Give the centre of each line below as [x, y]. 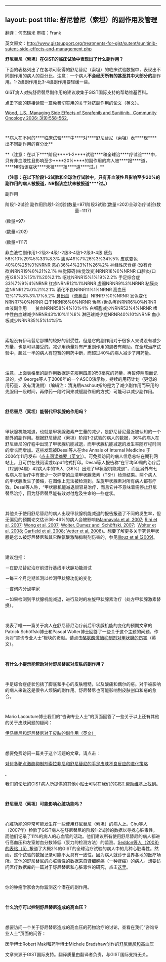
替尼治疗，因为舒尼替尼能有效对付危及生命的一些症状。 [61, 493]
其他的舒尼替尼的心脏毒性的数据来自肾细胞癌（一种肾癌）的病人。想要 [85, 861]
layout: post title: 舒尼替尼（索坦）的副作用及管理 [81, 20]
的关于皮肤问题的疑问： [29, 722]
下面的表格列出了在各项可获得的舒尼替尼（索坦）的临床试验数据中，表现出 [81, 69]
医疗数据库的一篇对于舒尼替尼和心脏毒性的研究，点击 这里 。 [70, 867]
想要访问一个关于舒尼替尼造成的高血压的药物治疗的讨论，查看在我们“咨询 [80, 927]
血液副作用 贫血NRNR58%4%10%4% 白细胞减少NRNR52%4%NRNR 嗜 [81, 308]
